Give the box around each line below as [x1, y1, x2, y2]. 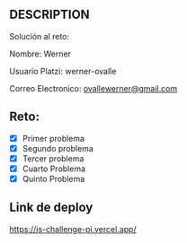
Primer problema [22, 133, 85, 143]
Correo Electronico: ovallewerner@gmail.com [9, 82, 178, 93]
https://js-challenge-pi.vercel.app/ [9, 223, 137, 234]
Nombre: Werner [9, 48, 72, 59]
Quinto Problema [22, 173, 85, 184]
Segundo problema [22, 143, 94, 153]
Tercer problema [22, 152, 85, 164]
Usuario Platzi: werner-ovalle [9, 65, 117, 76]
